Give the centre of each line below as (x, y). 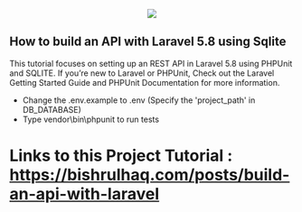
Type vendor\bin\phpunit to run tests (91, 119)
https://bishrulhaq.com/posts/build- (150, 175)
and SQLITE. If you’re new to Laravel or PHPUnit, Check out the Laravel (142, 73)
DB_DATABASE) (52, 109)
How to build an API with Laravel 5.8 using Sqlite (148, 42)
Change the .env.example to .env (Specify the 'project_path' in (139, 100)
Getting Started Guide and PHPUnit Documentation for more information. (145, 82)
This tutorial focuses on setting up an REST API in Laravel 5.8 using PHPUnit (151, 63)
